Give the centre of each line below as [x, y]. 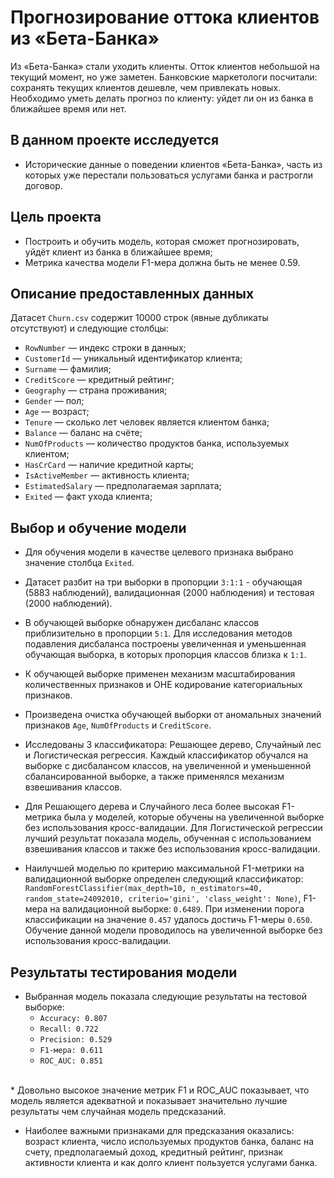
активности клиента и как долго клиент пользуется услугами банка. [171, 1162]
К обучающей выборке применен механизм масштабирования [160, 674]
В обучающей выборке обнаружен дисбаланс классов [142, 623]
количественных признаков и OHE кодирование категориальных [163, 685]
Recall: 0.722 [69, 1029]
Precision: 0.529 [76, 1040]
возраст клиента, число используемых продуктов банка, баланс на [169, 1141]
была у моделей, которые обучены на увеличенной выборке [194, 817]
